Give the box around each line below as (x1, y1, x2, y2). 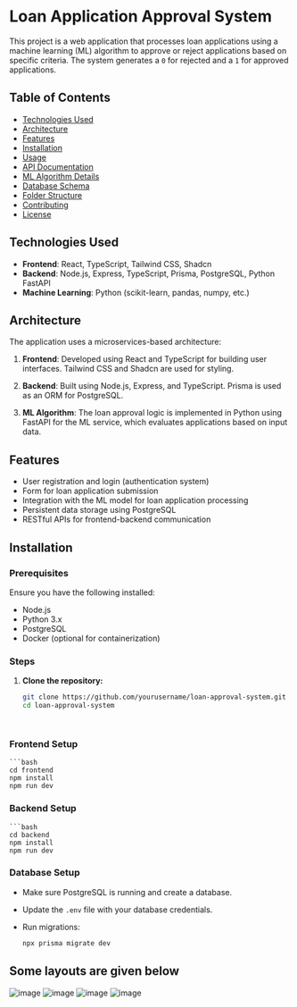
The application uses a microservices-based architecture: (9, 337, 221, 348)
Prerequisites (9, 566, 69, 579)
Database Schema (21, 180, 90, 191)
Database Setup (9, 867, 80, 879)
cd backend (9, 830, 50, 839)
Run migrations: (21, 921, 80, 932)
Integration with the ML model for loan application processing (21, 495, 249, 506)
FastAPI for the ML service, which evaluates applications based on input (21, 417, 288, 428)
